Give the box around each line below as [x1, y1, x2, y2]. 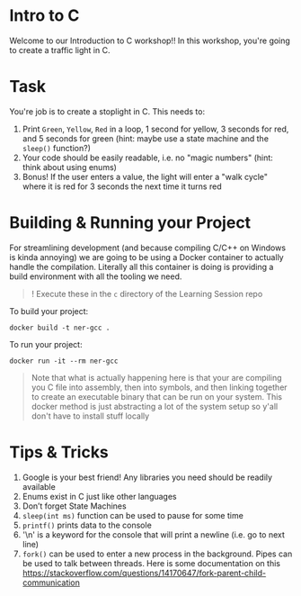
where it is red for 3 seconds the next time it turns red [22, 181, 222, 192]
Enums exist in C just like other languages [22, 491, 177, 501]
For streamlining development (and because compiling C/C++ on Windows [9, 242, 286, 253]
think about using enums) [22, 161, 117, 172]
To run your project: [9, 339, 83, 349]
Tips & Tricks [9, 442, 110, 462]
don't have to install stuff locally [31, 411, 150, 421]
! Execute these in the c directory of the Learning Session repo [31, 288, 263, 299]
